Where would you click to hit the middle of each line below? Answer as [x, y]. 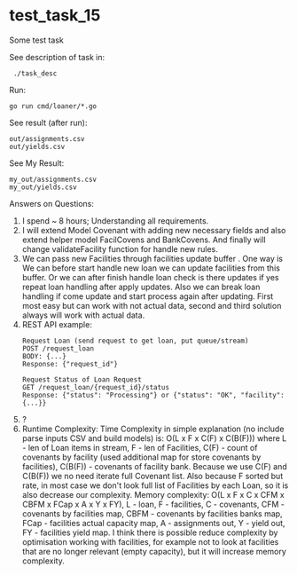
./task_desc [35, 73]
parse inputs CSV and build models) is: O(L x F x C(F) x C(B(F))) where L [154, 438]
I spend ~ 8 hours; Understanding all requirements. [115, 221]
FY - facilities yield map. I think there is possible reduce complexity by [150, 532]
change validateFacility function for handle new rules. [120, 248]
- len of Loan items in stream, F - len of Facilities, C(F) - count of [140, 447]
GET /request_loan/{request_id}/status [96, 387]
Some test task [36, 40]
